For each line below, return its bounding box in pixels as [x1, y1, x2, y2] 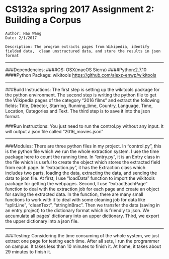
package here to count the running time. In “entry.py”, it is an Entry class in [5, 153, 160, 160]
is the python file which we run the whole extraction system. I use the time [5, 148, 159, 154]
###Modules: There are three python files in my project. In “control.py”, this [5, 143, 162, 149]
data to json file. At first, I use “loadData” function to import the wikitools [5, 175, 155, 181]
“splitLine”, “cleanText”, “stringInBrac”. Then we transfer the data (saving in [5, 202, 160, 208]
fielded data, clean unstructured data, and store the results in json [5, 48, 161, 54]
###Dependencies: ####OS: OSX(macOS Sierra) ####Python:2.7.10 [5, 67, 147, 73]
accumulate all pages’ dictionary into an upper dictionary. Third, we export [5, 213, 159, 219]
